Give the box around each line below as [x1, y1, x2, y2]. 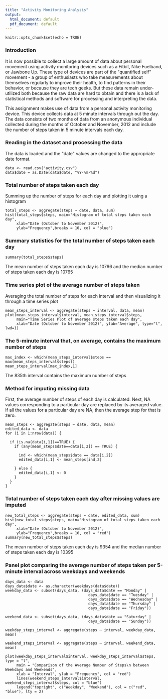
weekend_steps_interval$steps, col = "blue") [5, 680, 102, 685]
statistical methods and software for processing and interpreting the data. [5, 95, 157, 101]
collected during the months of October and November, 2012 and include [5, 121, 156, 127]
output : [5, 12, 22, 17]
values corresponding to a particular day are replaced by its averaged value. [5, 402, 163, 408]
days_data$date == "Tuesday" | [88, 592, 154, 598]
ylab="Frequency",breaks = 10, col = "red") [16, 530, 111, 535]
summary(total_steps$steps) [5, 255, 64, 260]
